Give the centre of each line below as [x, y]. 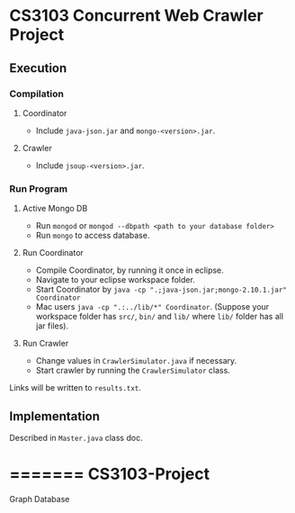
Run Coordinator [53, 253]
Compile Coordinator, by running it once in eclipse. [130, 270]
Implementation [55, 416]
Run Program [39, 188]
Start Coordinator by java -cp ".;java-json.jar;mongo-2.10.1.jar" [161, 290]
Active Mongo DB [55, 209]
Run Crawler [45, 344]
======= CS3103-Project [109, 474]
